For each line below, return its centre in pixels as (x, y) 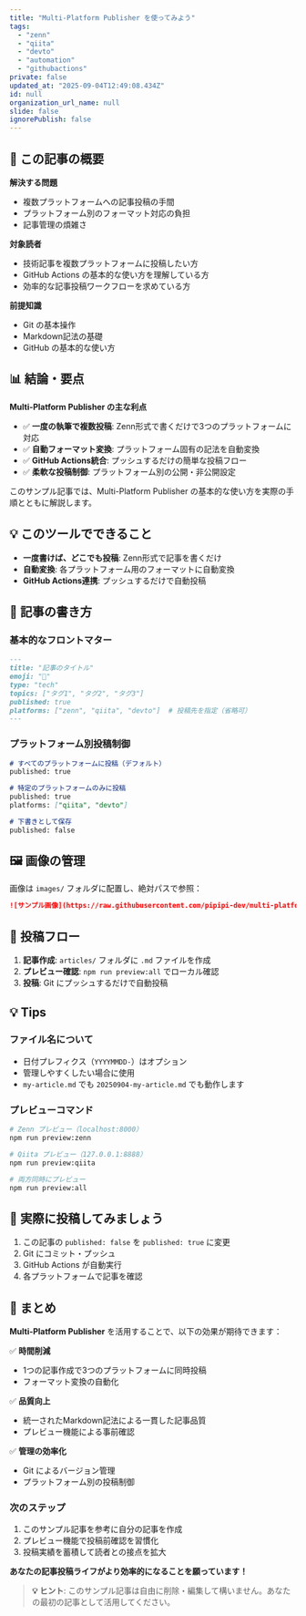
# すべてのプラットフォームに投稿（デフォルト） (88, 763)
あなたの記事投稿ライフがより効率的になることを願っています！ (129, 1571)
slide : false (34, 111)
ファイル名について (51, 1040)
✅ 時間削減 (30, 1351)
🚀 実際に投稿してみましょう (87, 1218)
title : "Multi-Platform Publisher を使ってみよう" (102, 18)
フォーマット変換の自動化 (71, 1382)
